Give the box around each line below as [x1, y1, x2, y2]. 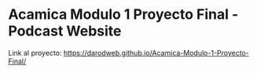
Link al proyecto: [8, 48, 62, 57]
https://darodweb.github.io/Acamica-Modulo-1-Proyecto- [63, 48, 249, 57]
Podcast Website [8, 22, 122, 40]
